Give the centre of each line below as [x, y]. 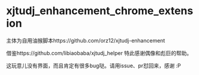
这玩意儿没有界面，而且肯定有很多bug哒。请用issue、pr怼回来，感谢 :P [94, 66]
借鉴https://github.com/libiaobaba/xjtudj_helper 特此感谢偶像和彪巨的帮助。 [99, 53]
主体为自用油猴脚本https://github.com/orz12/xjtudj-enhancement [86, 40]
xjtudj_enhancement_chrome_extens [100, 11]
